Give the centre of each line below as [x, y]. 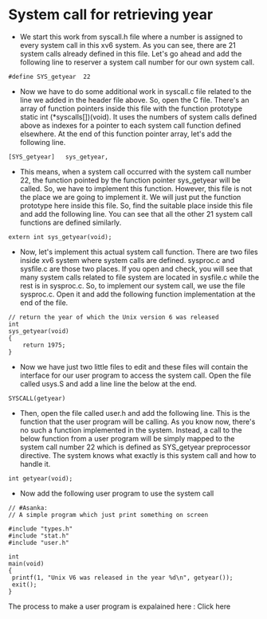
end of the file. [44, 302]
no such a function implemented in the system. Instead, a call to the [131, 430]
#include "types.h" [41, 529]
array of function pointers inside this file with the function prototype [131, 108]
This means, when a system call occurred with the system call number [135, 171]
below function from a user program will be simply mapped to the [127, 438]
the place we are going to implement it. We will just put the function [130, 197]
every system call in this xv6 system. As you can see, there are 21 [128, 45]
